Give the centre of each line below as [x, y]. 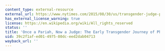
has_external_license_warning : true [42, 18]
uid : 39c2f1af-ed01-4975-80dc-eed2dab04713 [50, 37]
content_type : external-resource [39, 9]
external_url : [20, 14]
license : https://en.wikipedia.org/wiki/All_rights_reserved [69, 23]
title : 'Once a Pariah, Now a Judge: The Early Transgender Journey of [80, 32]
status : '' [16, 28]
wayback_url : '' [22, 41]
